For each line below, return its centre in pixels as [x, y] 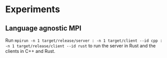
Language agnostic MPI [43, 28]
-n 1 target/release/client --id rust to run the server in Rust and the [80, 46]
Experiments [33, 9]
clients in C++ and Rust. [30, 51]
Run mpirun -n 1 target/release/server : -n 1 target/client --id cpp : [84, 40]
